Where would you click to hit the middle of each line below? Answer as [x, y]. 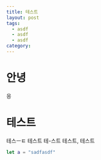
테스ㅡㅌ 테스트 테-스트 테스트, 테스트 [51, 141]
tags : [13, 23]
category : [19, 46]
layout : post [23, 18]
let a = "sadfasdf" [31, 152]
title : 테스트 [22, 12]
